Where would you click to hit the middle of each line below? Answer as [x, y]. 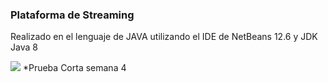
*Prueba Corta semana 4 [74, 68]
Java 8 [24, 47]
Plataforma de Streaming [72, 15]
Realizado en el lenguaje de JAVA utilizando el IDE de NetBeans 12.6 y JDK [164, 37]
